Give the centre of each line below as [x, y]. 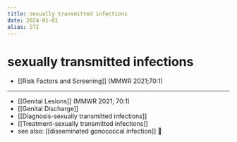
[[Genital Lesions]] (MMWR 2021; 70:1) [74, 101]
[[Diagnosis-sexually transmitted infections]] [82, 116]
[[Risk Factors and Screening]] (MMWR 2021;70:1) [90, 81]
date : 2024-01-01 [33, 20]
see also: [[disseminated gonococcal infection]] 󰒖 [90, 131]
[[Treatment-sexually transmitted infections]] [83, 124]
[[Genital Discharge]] [48, 109]
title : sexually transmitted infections [68, 14]
